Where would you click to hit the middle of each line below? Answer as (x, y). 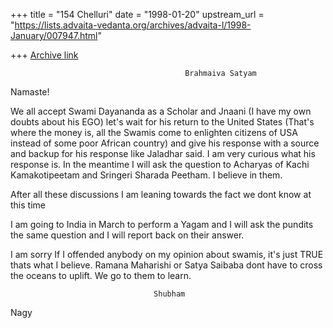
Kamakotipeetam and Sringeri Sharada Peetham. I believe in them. (146, 175)
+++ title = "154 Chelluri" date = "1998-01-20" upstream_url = (137, 14)
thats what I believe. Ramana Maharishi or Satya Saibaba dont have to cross (166, 265)
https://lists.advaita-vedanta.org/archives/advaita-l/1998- (133, 25)
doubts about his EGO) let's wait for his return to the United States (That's (162, 122)
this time (28, 205)
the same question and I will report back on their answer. (127, 235)
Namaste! (30, 92)
